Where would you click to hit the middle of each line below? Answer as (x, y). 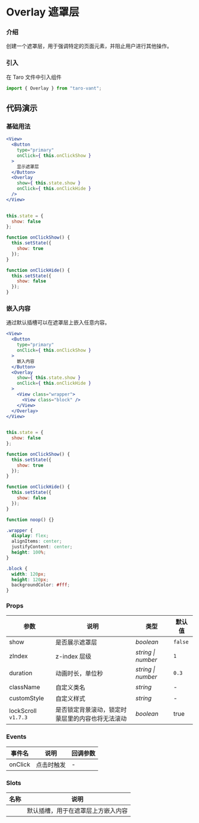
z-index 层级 (73, 657)
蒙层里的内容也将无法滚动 (91, 719)
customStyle (27, 698)
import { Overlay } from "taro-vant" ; (54, 88)
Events (16, 737)
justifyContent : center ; (42, 547)
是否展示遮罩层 (76, 642)
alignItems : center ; (37, 541)
